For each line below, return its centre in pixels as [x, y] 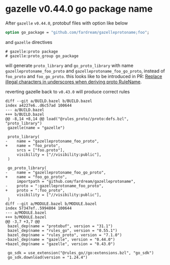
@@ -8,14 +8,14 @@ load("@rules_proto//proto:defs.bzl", [67, 119]
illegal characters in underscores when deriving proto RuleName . [74, 82]
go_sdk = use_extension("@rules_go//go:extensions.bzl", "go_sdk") [81, 253]
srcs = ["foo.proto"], [41, 150]
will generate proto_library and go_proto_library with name [69, 65]
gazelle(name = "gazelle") [36, 128]
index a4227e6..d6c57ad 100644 [39, 105]
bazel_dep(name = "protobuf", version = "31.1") [60, 226]
